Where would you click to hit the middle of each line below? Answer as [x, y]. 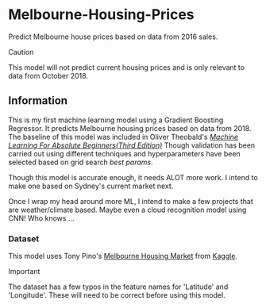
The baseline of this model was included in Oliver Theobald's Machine [123, 137]
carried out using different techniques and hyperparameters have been [124, 153]
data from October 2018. [48, 75]
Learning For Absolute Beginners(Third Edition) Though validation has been [132, 145]
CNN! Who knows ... [41, 218]
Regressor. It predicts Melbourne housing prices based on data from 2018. [130, 128]
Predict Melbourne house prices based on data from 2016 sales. [113, 37]
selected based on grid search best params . [81, 162]
